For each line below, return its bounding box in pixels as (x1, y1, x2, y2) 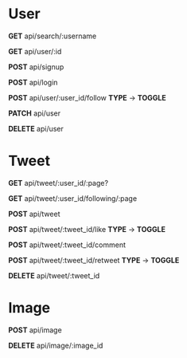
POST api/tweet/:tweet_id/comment (8, 240, 126, 250)
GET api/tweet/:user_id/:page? (8, 178, 109, 187)
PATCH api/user (8, 108, 61, 118)
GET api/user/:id (8, 46, 62, 56)
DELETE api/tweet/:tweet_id (8, 270, 100, 280)
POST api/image (8, 325, 62, 335)
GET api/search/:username (8, 31, 97, 41)
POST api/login (8, 77, 58, 87)
